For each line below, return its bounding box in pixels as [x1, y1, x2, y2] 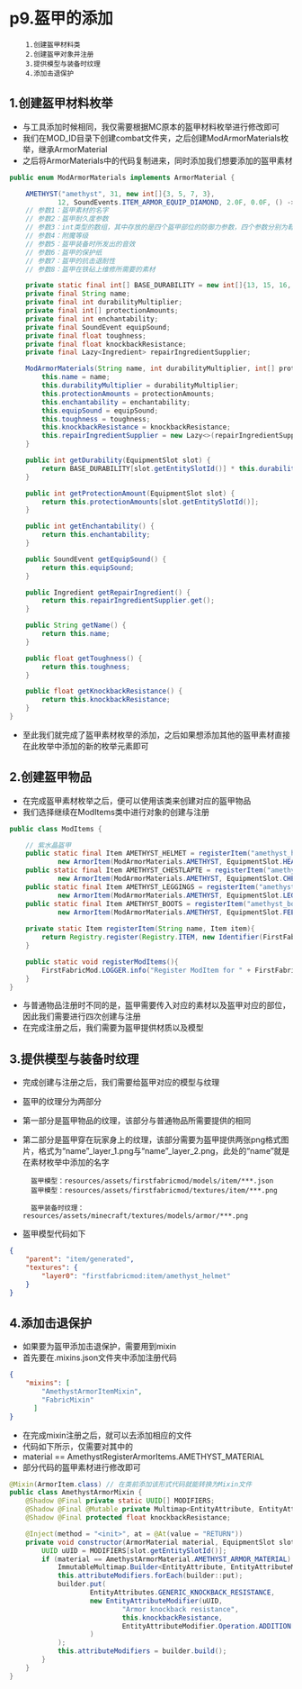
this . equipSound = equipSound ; [41, 406, 159, 415]
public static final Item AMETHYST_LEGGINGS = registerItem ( [25, 882, 259, 892]
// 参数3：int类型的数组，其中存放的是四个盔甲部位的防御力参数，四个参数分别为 [25, 222, 288, 232]
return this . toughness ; [41, 662, 130, 671]
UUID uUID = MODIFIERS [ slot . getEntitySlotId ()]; [41, 1546, 227, 1555]
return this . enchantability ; [41, 531, 151, 540]
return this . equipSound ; [41, 563, 135, 572]
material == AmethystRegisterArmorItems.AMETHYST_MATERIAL [22, 1451, 265, 1462]
